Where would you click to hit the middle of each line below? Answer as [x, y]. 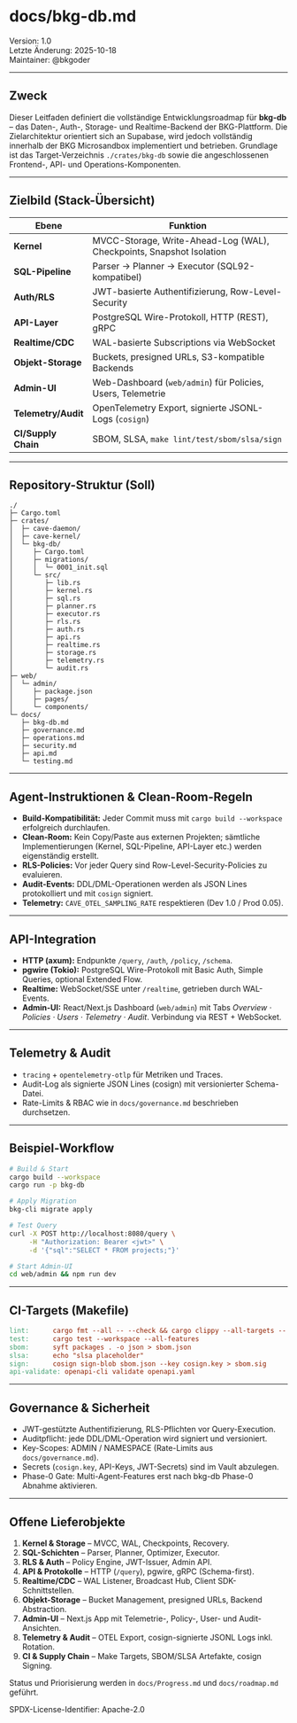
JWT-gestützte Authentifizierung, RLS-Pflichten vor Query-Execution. [149, 1430]
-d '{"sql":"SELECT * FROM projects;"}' [104, 1250]
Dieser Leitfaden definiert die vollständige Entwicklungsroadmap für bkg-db [148, 117]
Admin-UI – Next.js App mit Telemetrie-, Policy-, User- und [129, 1618]
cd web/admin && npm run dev [63, 1275]
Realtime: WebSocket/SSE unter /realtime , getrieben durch [131, 989]
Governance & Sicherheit [80, 1408]
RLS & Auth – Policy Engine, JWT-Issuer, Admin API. [117, 1562]
